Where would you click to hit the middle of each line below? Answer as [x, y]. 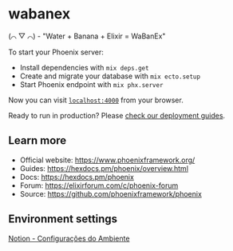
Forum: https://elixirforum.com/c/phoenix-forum [99, 185]
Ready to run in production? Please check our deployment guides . [117, 115]
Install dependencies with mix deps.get [84, 67]
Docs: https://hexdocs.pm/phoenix [77, 177]
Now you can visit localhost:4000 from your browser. [96, 100]
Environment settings [63, 219]
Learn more [38, 141]
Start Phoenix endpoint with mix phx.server [91, 84]
